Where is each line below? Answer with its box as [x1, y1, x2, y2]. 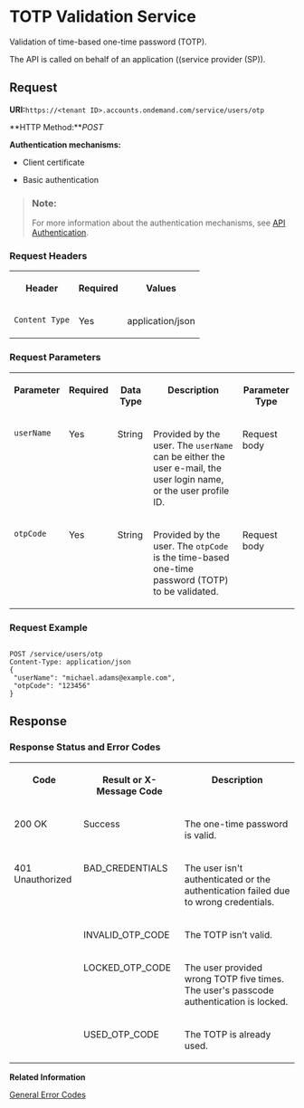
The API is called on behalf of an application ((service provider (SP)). [9, 53, 266, 64]
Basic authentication [22, 174, 100, 185]
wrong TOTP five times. [184, 972, 285, 985]
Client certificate [22, 157, 85, 167]
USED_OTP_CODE [82, 1027, 160, 1040]
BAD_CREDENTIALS [82, 862, 168, 874]
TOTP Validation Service [9, 6, 196, 27]
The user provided [184, 961, 263, 974]
